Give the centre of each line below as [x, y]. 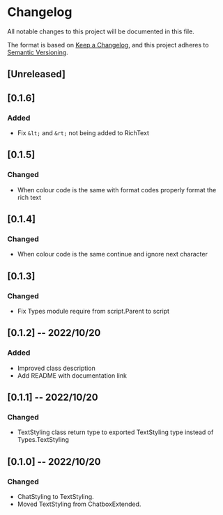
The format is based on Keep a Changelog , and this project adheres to [108, 45]
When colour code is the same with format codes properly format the [117, 190]
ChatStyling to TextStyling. [55, 497]
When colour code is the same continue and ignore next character [112, 254]
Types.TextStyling [43, 440]
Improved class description [56, 368]
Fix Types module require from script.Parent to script [93, 312]
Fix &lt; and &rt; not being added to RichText [83, 133]
